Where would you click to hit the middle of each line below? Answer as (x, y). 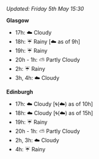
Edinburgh (20, 92)
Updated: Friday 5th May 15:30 (45, 9)
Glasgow (18, 20)
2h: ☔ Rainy (30, 69)
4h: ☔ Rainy (30, 149)
